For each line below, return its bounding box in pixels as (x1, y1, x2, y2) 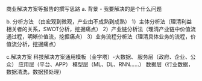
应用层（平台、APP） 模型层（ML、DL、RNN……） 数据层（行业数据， (17, 61, 194, 68)
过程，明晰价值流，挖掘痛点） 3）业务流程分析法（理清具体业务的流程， (11, 33, 191, 40)
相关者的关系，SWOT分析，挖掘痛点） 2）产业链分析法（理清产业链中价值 (6, 26, 191, 32)
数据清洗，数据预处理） (6, 68, 65, 75)
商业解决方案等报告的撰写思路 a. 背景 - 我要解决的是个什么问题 (6, 5, 162, 12)
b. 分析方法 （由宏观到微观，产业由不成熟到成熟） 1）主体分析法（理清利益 (6, 18, 192, 25)
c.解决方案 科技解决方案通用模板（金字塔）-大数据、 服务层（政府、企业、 (6, 53, 191, 60)
